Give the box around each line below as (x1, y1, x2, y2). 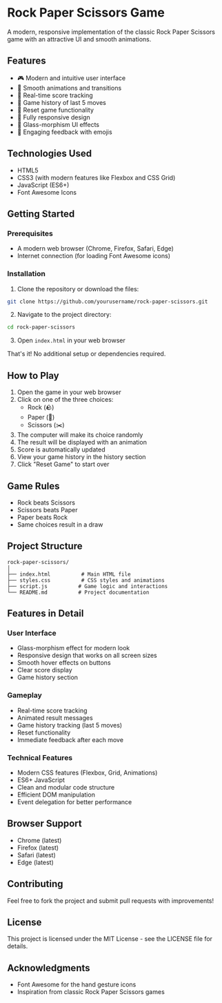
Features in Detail (7, 607, 84, 619)
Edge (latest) (17, 858, 54, 866)
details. (7, 942, 28, 951)
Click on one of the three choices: (17, 396, 114, 404)
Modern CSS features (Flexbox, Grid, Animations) (17, 768, 158, 777)
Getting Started (7, 208, 75, 220)
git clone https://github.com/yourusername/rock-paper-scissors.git (7, 298, 208, 305)
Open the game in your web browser (17, 388, 122, 396)
